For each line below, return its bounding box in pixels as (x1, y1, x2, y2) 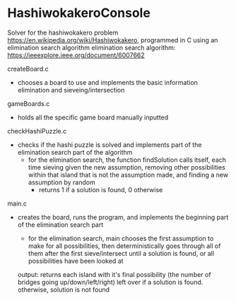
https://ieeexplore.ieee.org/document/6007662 (7, 51, 145, 59)
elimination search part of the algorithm (17, 148, 133, 156)
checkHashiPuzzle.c (7, 126, 67, 135)
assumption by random (28, 178, 95, 187)
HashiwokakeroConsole (7, 5, 151, 21)
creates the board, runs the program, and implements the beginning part (17, 213, 229, 221)
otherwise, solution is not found (17, 285, 110, 294)
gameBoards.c (7, 99, 50, 107)
